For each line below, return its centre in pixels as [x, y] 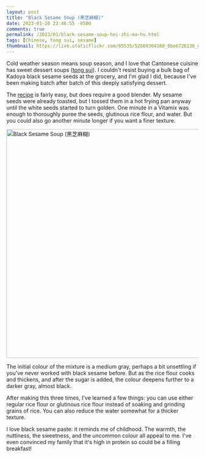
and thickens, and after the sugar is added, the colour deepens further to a [100, 380]
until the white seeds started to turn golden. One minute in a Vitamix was [98, 107]
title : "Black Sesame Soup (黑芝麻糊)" [55, 18]
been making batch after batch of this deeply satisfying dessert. [87, 82]
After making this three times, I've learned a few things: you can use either [100, 398]
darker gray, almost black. [39, 386]
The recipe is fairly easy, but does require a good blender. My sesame [94, 95]
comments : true [26, 29]
